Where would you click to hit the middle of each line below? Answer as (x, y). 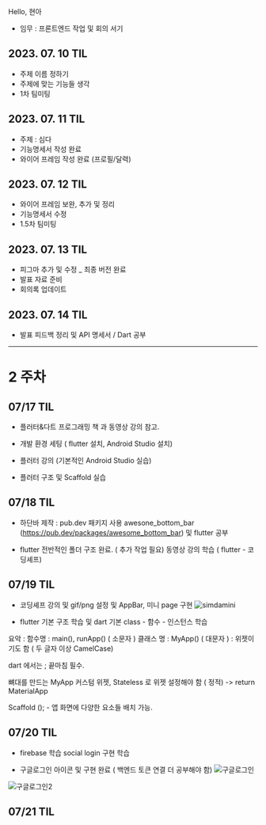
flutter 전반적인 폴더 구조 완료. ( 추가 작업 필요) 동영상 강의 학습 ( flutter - (133, 549)
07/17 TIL (31, 407)
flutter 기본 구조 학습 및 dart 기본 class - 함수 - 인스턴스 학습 (114, 622)
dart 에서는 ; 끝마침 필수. (46, 665)
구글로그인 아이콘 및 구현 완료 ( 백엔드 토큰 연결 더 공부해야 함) (116, 770)
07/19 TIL (32, 585)
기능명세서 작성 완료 (50, 149)
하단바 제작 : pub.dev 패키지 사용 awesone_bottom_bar (107, 523)
